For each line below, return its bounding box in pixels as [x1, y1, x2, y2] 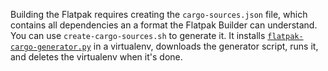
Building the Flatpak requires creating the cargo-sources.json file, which [10, 9, 308, 20]
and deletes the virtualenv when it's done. [10, 51, 183, 63]
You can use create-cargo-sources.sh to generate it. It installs [10, 30, 266, 41]
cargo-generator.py [10, 42, 92, 52]
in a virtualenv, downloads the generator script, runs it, [93, 40, 319, 52]
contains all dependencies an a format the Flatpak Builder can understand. [10, 19, 318, 31]
